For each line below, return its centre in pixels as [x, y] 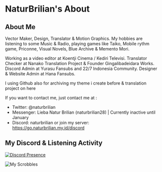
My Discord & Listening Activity [54, 143]
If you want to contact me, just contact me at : [51, 98]
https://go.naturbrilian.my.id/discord [48, 128]
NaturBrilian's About [47, 9]
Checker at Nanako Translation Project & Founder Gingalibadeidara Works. [80, 63]
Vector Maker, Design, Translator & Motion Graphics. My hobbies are [74, 38]
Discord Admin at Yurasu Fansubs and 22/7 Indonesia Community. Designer [81, 69]
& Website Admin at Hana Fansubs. [40, 74]
